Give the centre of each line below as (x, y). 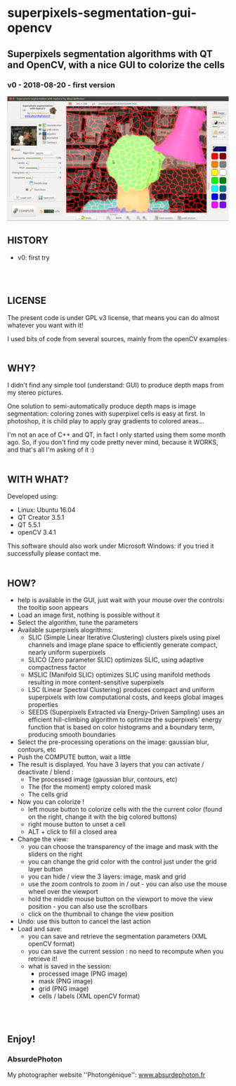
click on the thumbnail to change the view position (101, 914)
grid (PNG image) (64, 988)
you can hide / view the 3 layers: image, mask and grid (107, 876)
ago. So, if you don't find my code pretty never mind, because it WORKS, (113, 442)
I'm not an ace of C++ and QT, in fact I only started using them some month (117, 435)
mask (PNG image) (66, 981)
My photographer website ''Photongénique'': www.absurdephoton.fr (106, 1075)
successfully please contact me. (54, 554)
